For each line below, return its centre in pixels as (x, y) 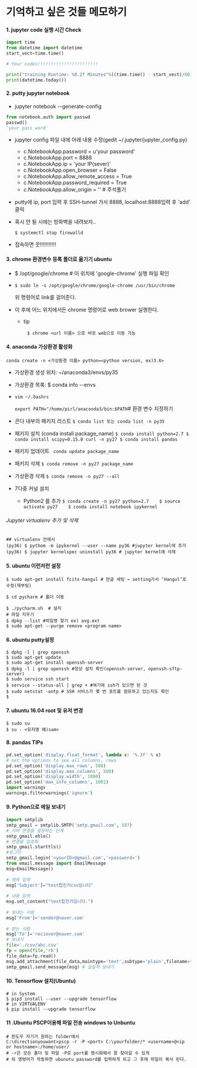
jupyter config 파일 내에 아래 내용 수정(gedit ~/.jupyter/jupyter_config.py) (101, 140)
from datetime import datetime (44, 48)
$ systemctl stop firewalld (49, 233)
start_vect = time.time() (35, 53)
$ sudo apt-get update (34, 658)
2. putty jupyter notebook (38, 93)
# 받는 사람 (18, 929)
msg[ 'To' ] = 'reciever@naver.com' (45, 934)
